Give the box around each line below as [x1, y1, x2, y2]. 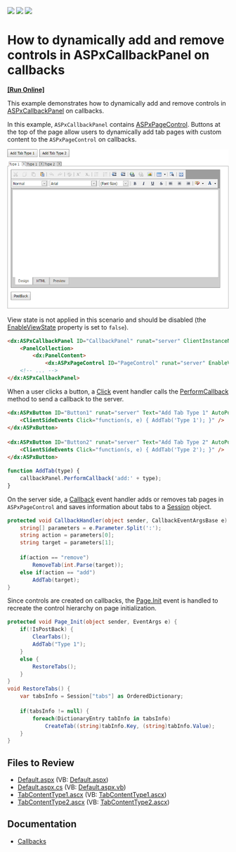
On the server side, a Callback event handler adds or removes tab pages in [7, 495, 224, 503]
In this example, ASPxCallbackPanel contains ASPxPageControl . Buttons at [7, 120, 221, 128]
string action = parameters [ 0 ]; [20, 532, 114, 539]
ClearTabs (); [32, 634, 71, 641]
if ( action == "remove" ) [20, 554, 90, 561]
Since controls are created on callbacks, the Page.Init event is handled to [7, 596, 218, 605]
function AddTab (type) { [7, 468, 80, 475]
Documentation [7, 818, 77, 830]
